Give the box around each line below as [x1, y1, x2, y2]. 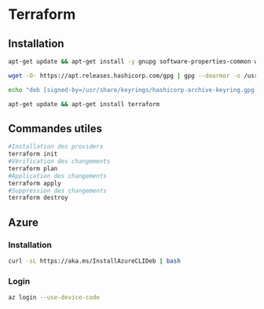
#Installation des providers [8, 143, 104, 151]
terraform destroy [8, 194, 68, 202]
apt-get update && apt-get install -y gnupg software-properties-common [8, 57, 251, 65]
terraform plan [8, 164, 58, 172]
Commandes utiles [8, 122, 102, 135]
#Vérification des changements [8, 157, 111, 166]
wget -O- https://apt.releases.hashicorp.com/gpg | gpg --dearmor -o [8, 72, 241, 79]
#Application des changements [8, 171, 108, 180]
